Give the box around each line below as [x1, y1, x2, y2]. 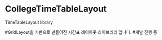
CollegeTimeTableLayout [5, 3, 107, 14]
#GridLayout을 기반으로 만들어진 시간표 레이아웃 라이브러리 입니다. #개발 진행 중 [5, 29, 157, 35]
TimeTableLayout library [5, 19, 53, 25]
